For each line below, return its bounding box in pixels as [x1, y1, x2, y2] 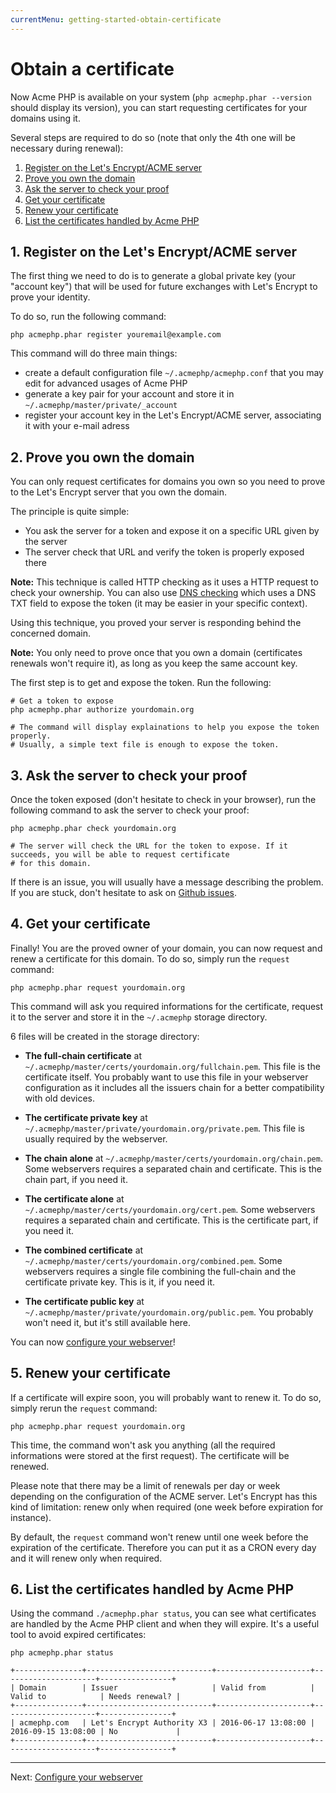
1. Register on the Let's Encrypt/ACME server [10, 243, 297, 260]
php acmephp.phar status [10, 1648, 114, 1658]
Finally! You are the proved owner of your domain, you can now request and [10, 942, 323, 954]
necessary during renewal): [10, 142, 124, 154]
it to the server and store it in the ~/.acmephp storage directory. [10, 1011, 268, 1023]
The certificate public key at [24, 1295, 145, 1307]
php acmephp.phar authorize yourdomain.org [10, 705, 195, 715]
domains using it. [10, 112, 81, 124]
